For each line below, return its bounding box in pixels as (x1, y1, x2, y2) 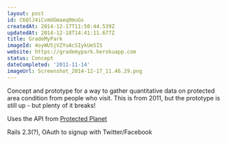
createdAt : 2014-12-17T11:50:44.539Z (7, 23, 115, 30)
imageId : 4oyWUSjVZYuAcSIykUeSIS (7, 42, 103, 49)
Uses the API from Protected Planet (7, 114, 108, 122)
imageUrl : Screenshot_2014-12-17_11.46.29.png (7, 67, 143, 74)
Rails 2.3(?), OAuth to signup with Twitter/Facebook (7, 128, 152, 136)
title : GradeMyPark (7, 36, 63, 43)
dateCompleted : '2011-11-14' (7, 61, 91, 68)
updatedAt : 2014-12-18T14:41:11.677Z (7, 29, 115, 36)
